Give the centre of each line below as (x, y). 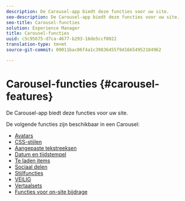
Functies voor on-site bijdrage (51, 192)
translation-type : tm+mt (36, 45)
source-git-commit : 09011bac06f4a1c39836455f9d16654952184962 (84, 50)
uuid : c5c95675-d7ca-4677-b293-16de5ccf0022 (61, 39)
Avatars (24, 135)
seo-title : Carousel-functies (43, 22)
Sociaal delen (31, 167)
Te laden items (32, 160)
